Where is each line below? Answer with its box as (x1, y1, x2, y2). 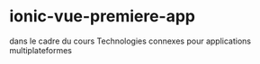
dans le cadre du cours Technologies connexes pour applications (9, 36, 252, 46)
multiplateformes (9, 44, 73, 55)
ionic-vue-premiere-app (9, 6, 196, 27)
